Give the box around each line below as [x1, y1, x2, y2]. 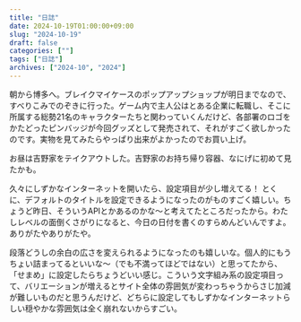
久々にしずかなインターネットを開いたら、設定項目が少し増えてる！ [9, 183, 261, 194]
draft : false [9, 38, 58, 48]
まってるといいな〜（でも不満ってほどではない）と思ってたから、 [39, 257, 283, 269]
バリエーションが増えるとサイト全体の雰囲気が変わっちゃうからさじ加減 [24, 280, 291, 292]
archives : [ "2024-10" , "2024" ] [9, 64, 126, 73]
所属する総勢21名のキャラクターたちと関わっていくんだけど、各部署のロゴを [9, 111, 291, 122]
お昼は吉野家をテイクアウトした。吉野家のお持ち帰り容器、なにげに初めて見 [9, 152, 292, 163]
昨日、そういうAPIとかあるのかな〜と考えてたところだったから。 [32, 205, 273, 216]
